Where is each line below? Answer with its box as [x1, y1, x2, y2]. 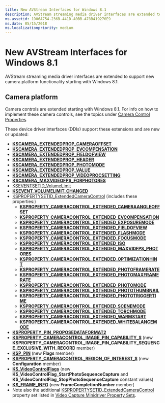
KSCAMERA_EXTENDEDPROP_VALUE [12, 167, 91, 173]
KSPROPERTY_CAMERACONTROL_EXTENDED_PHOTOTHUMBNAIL [19, 287, 160, 293]
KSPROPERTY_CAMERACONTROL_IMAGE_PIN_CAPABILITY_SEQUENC [12, 339, 160, 345]
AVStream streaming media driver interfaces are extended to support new [5, 73, 155, 79]
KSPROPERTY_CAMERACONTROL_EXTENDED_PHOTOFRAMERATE [19, 267, 160, 272]
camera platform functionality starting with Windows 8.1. [5, 79, 119, 85]
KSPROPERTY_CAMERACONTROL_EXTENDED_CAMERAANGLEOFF [19, 203, 160, 209]
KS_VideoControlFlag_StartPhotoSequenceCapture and [12, 371, 129, 377]
